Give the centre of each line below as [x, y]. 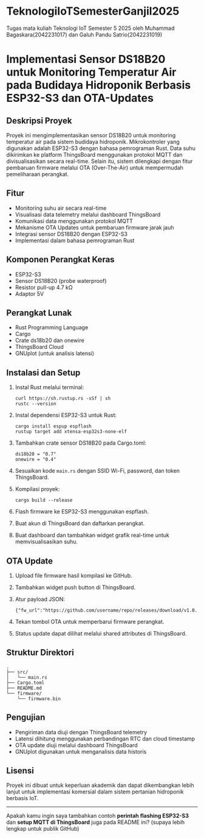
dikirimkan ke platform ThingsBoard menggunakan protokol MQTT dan [94, 154]
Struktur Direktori [40, 653]
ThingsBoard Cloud [39, 347]
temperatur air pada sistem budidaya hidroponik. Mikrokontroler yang [93, 141]
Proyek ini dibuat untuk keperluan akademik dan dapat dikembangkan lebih [100, 786]
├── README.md [24, 688]
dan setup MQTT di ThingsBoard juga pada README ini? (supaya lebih [96, 822]
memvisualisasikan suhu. [46, 542]
